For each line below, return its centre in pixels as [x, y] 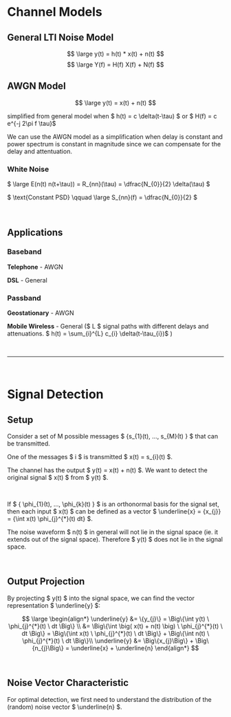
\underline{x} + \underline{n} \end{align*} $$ [135, 648]
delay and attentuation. [40, 151]
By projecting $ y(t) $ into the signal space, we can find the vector [101, 598]
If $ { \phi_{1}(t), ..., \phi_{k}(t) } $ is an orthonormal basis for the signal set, [113, 504]
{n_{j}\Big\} [48, 648]
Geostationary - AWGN [41, 313]
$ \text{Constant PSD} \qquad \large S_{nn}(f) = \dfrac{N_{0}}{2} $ [102, 197]
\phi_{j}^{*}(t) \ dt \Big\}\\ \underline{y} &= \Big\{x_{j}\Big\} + [108, 641]
